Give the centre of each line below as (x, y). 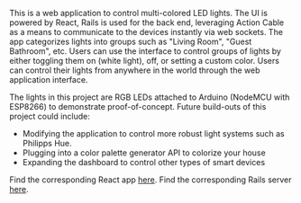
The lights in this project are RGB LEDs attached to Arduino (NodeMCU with (150, 97)
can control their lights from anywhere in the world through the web (135, 70)
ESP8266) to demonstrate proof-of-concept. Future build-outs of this (138, 106)
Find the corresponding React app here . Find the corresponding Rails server (150, 180)
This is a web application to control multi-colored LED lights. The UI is (139, 13)
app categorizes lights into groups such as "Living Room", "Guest (131, 41)
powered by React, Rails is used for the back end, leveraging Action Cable (147, 22)
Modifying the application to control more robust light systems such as (154, 133)
